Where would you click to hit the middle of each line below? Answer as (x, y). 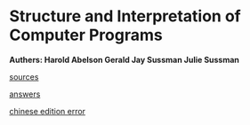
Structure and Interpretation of (125, 16)
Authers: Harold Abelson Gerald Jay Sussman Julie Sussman (125, 59)
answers (25, 94)
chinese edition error (48, 111)
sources (24, 76)
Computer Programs (86, 35)
